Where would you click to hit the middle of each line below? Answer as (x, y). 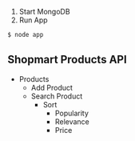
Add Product (52, 87)
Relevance (72, 121)
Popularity (72, 113)
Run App (34, 20)
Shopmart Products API (67, 60)
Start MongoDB (44, 12)
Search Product (57, 96)
